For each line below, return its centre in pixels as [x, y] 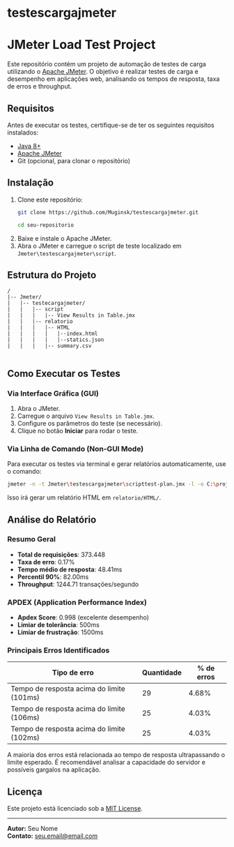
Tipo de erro [73, 673]
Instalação [31, 183]
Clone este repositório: [50, 200]
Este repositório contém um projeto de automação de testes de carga [107, 64]
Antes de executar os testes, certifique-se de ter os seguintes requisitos [111, 125]
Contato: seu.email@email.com [53, 836]
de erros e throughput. [40, 87]
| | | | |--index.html [53, 334]
